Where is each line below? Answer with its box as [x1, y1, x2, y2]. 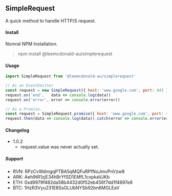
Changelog [5, 127, 30, 133]
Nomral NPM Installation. [5, 41, 58, 47]
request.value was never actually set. [20, 144, 99, 150]
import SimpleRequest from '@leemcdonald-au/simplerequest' [5, 74, 137, 79]
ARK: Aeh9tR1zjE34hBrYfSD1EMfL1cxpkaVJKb [12, 174, 110, 180]
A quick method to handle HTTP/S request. [5, 17, 96, 24]
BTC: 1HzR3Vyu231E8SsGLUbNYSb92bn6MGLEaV [12, 185, 120, 191]
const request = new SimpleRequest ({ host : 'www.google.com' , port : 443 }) [5, 88, 170, 93]
